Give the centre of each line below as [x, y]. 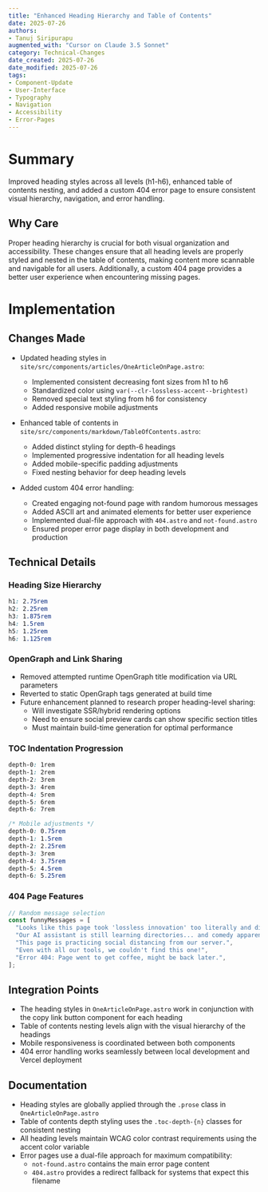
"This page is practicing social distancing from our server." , [124, 943]
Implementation [62, 309]
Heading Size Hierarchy [55, 584]
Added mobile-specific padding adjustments [105, 464]
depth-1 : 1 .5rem [35, 839]
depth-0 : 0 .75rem [37, 831]
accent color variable [55, 1147]
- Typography [30, 98]
